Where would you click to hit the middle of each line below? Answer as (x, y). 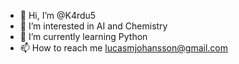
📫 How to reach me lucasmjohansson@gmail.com (123, 48)
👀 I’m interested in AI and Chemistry (93, 26)
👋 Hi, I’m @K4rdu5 (58, 15)
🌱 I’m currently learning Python (83, 36)
